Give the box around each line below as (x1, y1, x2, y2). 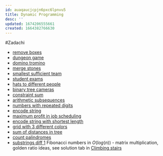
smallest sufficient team (12, 70, 62, 76)
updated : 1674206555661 (5, 21, 55, 26)
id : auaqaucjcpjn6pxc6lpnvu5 (5, 7, 66, 12)
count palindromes (12, 134, 51, 140)
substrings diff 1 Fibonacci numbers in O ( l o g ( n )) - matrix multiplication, (12, 139, 158, 145)
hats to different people (12, 81, 61, 87)
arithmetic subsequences (12, 97, 65, 103)
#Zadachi (5, 39, 25, 45)
